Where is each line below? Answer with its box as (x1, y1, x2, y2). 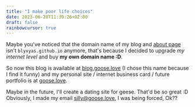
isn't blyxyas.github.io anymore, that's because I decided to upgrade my (6, 47, 185, 54)
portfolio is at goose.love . (6, 77, 68, 84)
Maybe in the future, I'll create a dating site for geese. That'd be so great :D (6, 88, 189, 95)
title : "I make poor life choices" (6, 8, 93, 15)
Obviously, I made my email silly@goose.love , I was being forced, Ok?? (6, 95, 178, 102)
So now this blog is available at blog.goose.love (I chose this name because (6, 65, 189, 72)
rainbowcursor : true (6, 25, 57, 31)
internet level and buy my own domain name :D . (6, 53, 123, 60)
